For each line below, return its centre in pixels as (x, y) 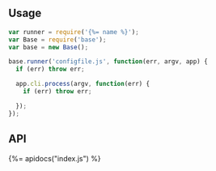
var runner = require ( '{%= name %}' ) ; (74, 32)
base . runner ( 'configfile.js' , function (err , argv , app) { (108, 62)
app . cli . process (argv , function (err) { (83, 84)
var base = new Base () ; (49, 47)
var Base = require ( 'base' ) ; (57, 40)
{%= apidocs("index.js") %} (55, 158)
